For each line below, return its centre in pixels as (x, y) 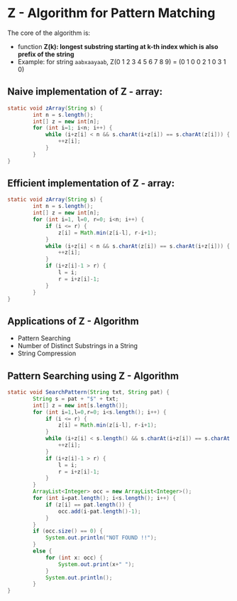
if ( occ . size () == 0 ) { (68, 531)
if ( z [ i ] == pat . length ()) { (88, 505)
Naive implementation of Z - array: (85, 92)
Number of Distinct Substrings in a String (78, 346)
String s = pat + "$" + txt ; (76, 399)
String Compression (47, 353)
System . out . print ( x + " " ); (96, 564)
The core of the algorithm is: (49, 33)
